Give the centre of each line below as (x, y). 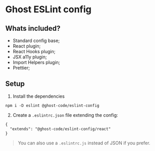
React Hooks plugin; (34, 51)
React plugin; (27, 46)
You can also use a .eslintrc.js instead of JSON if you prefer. (84, 143)
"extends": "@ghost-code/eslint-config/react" (60, 129)
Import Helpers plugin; (36, 62)
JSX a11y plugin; (30, 57)
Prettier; (21, 68)
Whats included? (33, 28)
